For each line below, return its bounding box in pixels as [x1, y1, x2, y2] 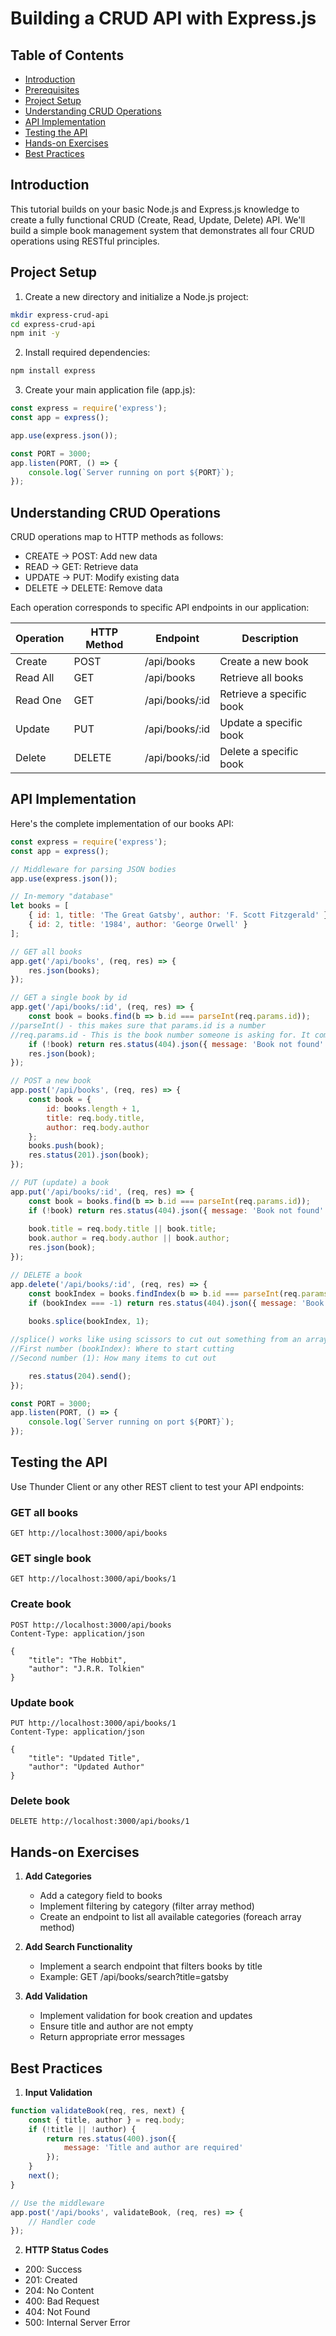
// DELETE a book [10, 1270, 83, 1280]
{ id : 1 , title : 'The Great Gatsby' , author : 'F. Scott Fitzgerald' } [28, 910, 329, 921]
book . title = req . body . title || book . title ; [28, 1224, 217, 1234]
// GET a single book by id [10, 993, 128, 1003]
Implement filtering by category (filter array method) [39, 1900, 255, 1912]
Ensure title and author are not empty [39, 2020, 194, 2032]
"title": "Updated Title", [28, 1753, 141, 1763]
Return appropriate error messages [39, 2031, 185, 2043]
